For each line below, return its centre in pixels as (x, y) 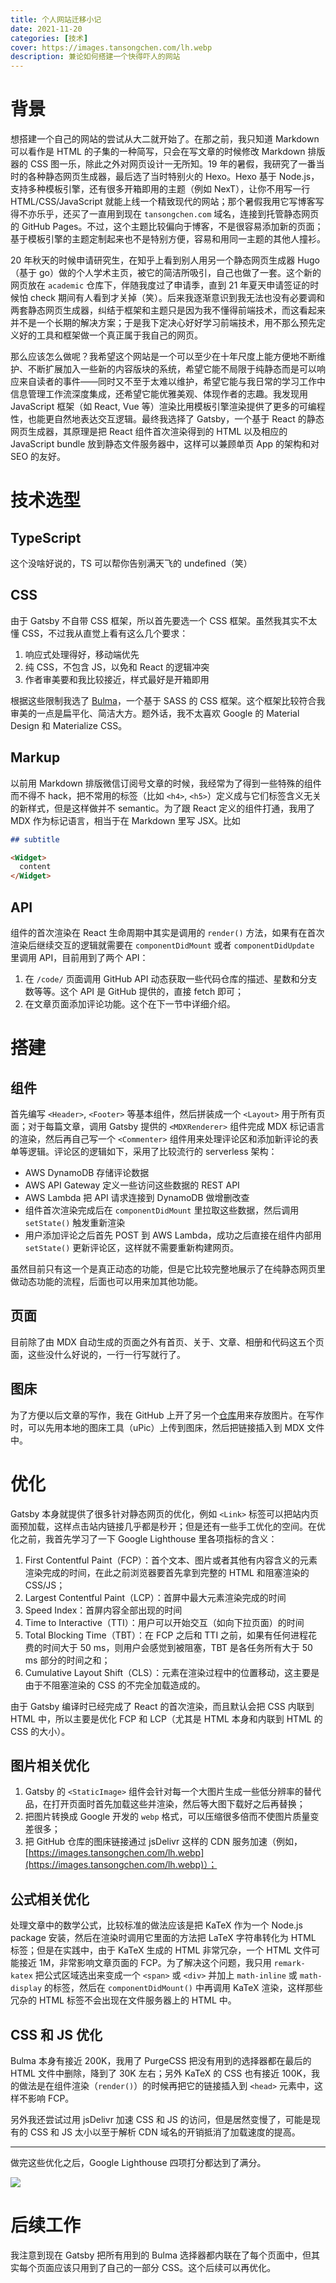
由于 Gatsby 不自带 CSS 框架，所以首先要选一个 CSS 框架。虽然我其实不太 (164, 620)
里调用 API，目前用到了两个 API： (79, 957)
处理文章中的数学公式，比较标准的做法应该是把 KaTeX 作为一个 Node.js (156, 1925)
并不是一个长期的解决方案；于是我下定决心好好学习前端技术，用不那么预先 (163, 323)
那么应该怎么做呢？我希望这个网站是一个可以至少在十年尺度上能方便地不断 (163, 357)
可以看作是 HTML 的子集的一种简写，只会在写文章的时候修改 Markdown (158, 152)
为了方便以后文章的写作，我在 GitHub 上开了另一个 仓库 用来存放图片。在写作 (167, 1415)
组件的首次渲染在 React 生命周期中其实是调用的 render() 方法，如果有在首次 (167, 932)
